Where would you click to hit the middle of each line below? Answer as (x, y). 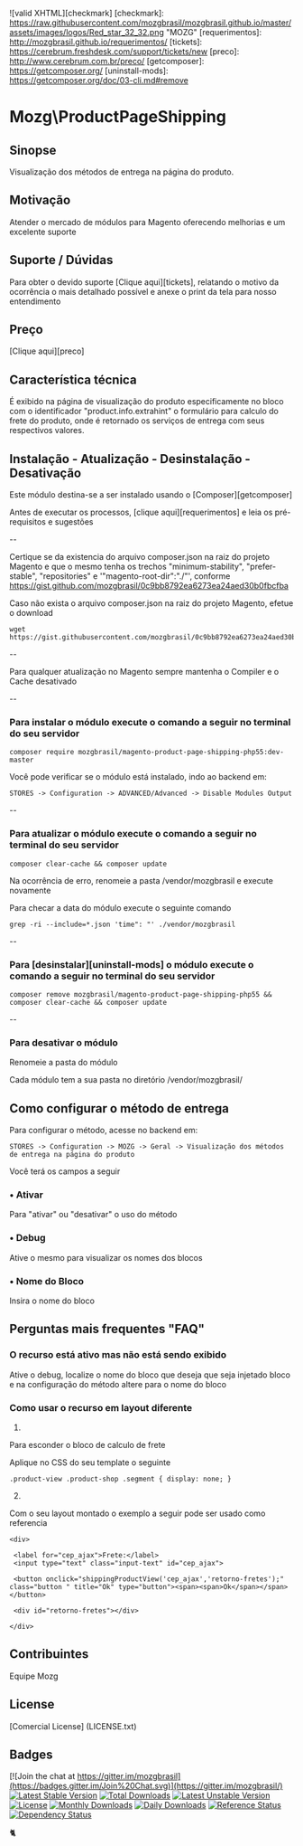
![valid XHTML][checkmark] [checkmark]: (87, 13)
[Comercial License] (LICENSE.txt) (73, 1726)
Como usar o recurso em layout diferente (101, 1407)
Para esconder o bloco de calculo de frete (87, 1444)
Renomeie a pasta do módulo (64, 1063)
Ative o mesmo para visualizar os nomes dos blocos (106, 1257)
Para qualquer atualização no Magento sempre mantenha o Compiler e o (144, 672)
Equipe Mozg (34, 1676)
